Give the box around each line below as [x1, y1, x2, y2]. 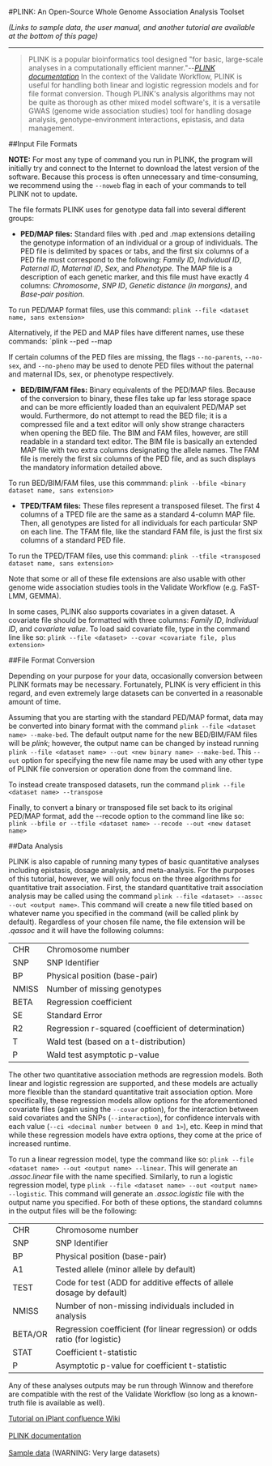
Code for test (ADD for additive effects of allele [55, 1277, 234, 1288]
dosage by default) [55, 1287, 128, 1298]
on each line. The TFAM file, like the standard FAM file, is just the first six [19, 526, 263, 536]
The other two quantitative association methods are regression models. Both [8, 1070, 264, 1080]
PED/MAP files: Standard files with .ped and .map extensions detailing [19, 229, 256, 238]
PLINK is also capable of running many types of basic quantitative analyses [8, 857, 260, 866]
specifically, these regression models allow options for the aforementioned [8, 1096, 257, 1105]
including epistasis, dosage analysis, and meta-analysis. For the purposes [8, 866, 255, 875]
